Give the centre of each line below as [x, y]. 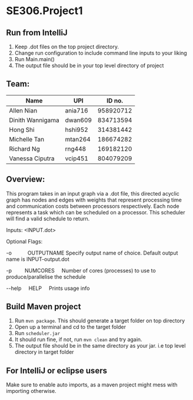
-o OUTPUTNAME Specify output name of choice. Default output [92, 253]
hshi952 [76, 130]
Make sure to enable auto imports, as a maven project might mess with [92, 385]
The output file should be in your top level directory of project [89, 65]
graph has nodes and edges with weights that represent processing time [94, 200]
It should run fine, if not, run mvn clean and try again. [78, 339]
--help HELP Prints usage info [48, 288]
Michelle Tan [27, 139]
